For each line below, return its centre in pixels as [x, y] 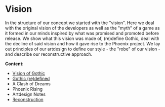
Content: [14, 64]
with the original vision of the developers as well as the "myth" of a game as [82, 28]
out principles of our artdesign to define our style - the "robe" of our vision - [83, 49]
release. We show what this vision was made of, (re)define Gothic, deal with [82, 38]
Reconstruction [28, 99]
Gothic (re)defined [31, 78]
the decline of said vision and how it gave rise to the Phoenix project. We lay [83, 43]
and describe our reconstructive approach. [49, 54]
